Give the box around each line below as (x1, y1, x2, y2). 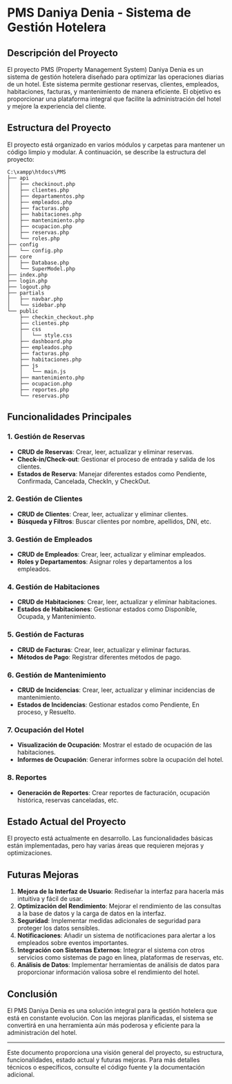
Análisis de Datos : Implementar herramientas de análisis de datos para (17, 961, 220, 969)
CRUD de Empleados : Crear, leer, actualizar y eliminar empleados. (17, 550, 206, 559)
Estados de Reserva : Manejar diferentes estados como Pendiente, (17, 469, 207, 478)
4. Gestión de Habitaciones (7, 582, 100, 592)
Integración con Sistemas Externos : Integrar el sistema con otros (17, 946, 205, 955)
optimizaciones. (7, 849, 52, 857)
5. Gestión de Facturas (7, 630, 84, 639)
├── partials (7, 289, 45, 297)
